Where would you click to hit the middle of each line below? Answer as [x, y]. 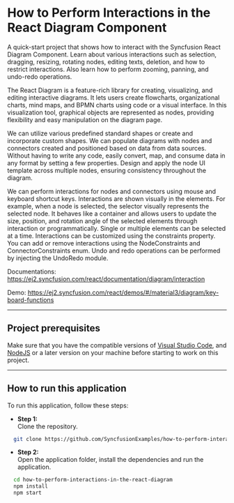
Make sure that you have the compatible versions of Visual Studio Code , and [117, 345]
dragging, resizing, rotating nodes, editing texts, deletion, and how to [106, 61]
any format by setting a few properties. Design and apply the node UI [106, 163]
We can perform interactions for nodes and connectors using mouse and [112, 191]
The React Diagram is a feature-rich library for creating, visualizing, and [110, 90]
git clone [28, 439]
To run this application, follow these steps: [68, 405]
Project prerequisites [54, 328]
